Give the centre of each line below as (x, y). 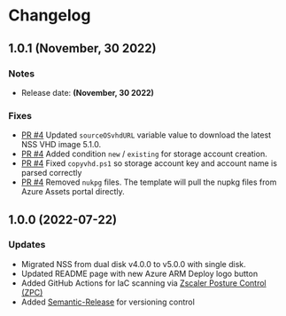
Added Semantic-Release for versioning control (108, 302)
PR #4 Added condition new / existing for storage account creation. (144, 154)
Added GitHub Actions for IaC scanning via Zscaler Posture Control (143, 283)
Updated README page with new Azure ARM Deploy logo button (139, 273)
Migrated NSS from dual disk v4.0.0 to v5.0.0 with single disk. (134, 264)
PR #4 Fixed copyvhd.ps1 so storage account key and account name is (149, 163)
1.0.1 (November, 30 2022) (82, 48)
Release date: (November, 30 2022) (87, 92)
